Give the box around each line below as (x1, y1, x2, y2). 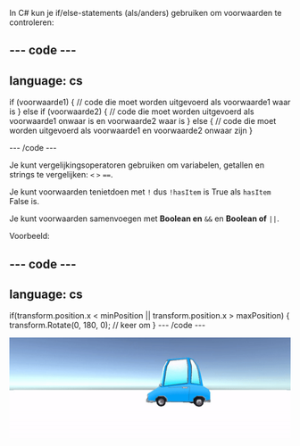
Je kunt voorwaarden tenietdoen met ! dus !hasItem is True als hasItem (9, 186, 271, 197)
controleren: (9, 17, 54, 28)
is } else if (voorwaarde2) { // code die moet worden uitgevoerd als (9, 106, 254, 117)
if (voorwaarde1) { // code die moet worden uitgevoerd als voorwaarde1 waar (9, 97, 291, 108)
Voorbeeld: (9, 231, 51, 242)
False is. (9, 196, 40, 207)
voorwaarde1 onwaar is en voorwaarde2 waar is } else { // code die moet (9, 116, 277, 127)
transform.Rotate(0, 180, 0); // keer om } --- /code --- (9, 320, 206, 331)
